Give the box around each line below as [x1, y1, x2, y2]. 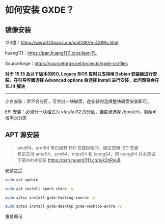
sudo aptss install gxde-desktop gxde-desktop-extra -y [5, 204, 122, 209]
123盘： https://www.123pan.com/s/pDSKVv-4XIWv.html [5, 40, 119, 45]
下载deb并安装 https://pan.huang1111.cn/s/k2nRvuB [17, 157, 121, 163]
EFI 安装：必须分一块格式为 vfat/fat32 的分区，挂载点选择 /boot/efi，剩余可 [5, 109, 157, 115]
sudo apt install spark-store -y [5, 186, 74, 191]
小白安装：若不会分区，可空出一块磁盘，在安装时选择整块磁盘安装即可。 [5, 98, 151, 104]
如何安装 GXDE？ [5, 4, 75, 16]
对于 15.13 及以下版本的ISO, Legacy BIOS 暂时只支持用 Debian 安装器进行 [5, 71, 153, 77]
